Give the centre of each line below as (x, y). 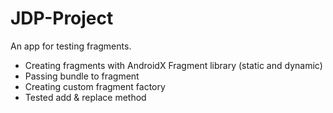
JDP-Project (62, 18)
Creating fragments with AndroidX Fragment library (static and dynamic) (173, 65)
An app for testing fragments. (71, 46)
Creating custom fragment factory (95, 86)
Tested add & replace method (85, 97)
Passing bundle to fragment (82, 76)
